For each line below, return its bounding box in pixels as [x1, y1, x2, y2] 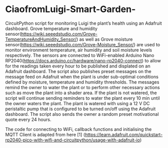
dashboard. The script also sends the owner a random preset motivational [5, 111, 159, 117]
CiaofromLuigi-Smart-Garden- [5, 4, 136, 15]
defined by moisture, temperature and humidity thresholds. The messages [5, 79, 160, 85]
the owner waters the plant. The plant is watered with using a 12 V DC [5, 100, 150, 106]
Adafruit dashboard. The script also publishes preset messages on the [5, 68, 152, 74]
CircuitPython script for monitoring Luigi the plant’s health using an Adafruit [5, 20, 162, 26]
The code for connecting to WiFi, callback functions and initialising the [5, 126, 152, 132]
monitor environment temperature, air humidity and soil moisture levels [5, 47, 152, 53]
